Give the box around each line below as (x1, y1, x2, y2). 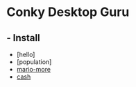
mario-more (16, 65, 51, 73)
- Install (6, 32, 40, 44)
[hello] (16, 50, 35, 58)
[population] (16, 58, 52, 66)
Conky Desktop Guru (6, 4, 130, 20)
